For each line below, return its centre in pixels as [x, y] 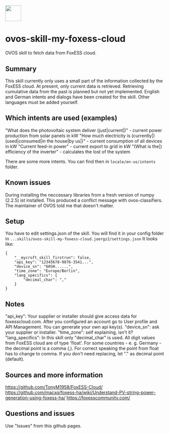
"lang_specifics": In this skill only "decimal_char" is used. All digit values [80, 338]
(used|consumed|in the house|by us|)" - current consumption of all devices [84, 141]
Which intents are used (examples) [61, 118]
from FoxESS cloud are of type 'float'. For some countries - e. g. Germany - [83, 343]
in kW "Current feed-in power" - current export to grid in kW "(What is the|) [84, 146]
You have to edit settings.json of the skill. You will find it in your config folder [84, 233]
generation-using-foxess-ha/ [35, 398]
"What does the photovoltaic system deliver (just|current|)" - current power [84, 130]
